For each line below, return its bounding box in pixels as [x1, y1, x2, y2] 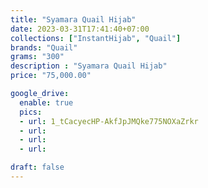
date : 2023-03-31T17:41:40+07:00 [10, 24, 150, 34]
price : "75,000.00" [10, 71, 92, 81]
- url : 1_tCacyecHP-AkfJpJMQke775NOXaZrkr [19, 116, 199, 126]
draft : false [10, 162, 65, 173]
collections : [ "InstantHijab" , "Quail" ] [10, 33, 182, 43]
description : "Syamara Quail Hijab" [10, 61, 168, 71]
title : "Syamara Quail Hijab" [10, 14, 137, 25]
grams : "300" [10, 52, 65, 62]
